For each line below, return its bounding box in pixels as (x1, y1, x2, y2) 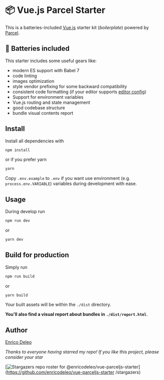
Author (5, 326, 28, 334)
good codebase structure (12, 104, 65, 111)
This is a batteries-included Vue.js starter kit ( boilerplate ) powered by (5, 24, 149, 31)
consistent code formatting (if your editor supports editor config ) (12, 89, 147, 95)
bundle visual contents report (12, 110, 74, 116)
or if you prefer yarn (5, 156, 47, 162)
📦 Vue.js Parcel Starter (5, 5, 105, 16)
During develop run (5, 209, 45, 215)
